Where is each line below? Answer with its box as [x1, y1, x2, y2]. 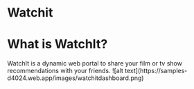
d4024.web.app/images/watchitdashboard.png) [7, 74, 144, 82]
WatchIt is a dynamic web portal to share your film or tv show [7, 59, 182, 68]
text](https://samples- [124, 67, 188, 75]
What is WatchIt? [7, 37, 108, 52]
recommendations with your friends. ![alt [7, 67, 123, 75]
